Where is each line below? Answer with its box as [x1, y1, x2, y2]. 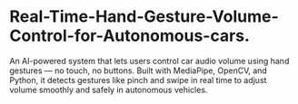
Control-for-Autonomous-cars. [9, 25, 250, 46]
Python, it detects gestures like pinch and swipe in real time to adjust [9, 74, 267, 85]
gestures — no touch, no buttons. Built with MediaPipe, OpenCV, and [9, 65, 268, 76]
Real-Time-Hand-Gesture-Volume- [9, 6, 279, 27]
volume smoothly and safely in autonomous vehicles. [9, 84, 208, 95]
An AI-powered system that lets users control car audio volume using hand [9, 55, 290, 66]
